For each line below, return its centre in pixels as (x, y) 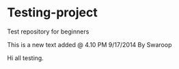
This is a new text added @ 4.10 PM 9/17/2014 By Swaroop (89, 44)
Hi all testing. (26, 58)
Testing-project (52, 13)
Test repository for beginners (48, 31)
